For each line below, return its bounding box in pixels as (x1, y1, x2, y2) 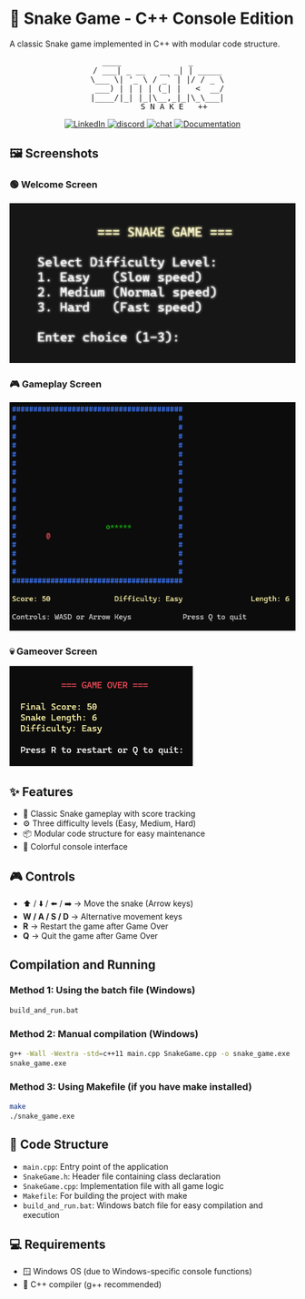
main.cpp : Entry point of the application (22, 1161, 169, 1172)
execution (22, 1209, 61, 1220)
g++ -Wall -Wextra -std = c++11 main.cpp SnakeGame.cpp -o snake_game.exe (9, 1049, 290, 1058)
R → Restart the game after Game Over (22, 921, 169, 931)
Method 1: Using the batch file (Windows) (9, 984, 196, 997)
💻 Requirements (9, 1236, 106, 1252)
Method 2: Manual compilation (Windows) (9, 1027, 199, 1040)
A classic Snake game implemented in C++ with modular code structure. (9, 38, 280, 49)
